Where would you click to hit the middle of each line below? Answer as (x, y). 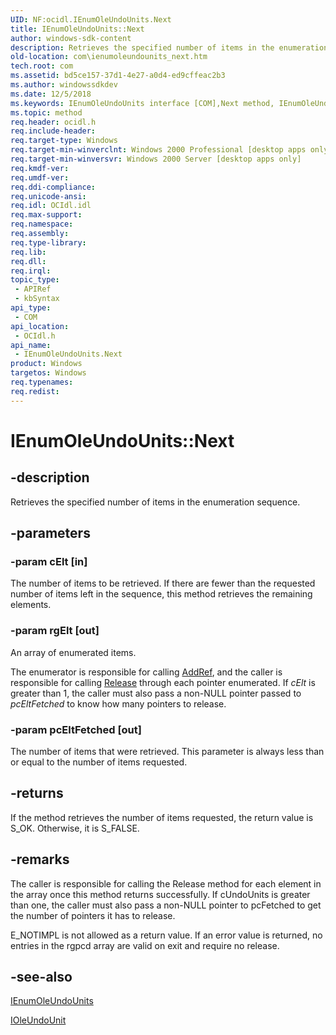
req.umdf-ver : (40, 177)
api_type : (31, 308)
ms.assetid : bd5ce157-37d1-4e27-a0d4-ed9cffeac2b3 (118, 76)
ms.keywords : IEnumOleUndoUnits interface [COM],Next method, (142, 103)
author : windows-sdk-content (71, 38)
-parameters (50, 533)
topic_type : (35, 280)
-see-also (41, 976)
